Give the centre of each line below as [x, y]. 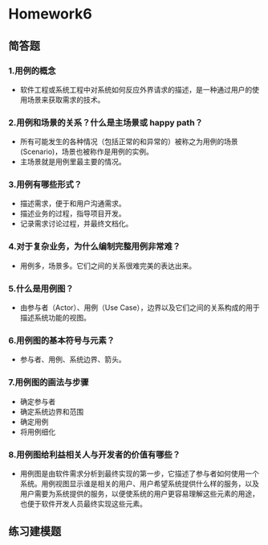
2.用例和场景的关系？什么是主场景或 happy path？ [106, 122]
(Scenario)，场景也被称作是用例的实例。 [87, 152]
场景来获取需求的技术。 [66, 99]
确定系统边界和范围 [52, 411]
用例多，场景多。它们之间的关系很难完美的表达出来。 [108, 266]
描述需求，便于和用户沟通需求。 [73, 204]
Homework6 [50, 14]
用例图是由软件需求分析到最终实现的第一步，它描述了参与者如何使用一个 [139, 473]
